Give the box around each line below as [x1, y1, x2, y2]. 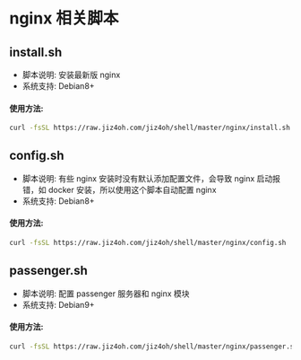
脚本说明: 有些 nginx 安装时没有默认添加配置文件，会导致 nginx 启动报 [21, 172, 280, 184]
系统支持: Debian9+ [21, 299, 96, 310]
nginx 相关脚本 [9, 8, 119, 29]
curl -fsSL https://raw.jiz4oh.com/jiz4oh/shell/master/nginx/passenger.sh [9, 342, 298, 351]
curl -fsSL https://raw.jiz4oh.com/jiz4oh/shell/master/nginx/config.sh [9, 239, 287, 248]
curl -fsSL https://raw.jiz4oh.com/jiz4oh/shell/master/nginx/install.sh [9, 123, 291, 133]
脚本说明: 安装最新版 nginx [21, 69, 121, 80]
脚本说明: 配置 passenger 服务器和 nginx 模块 [21, 288, 190, 299]
